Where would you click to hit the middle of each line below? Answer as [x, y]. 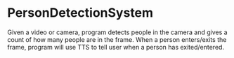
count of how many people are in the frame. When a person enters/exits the [117, 39]
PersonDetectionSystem [80, 13]
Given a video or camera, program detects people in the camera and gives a [117, 32]
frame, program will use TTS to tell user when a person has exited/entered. [116, 47]
